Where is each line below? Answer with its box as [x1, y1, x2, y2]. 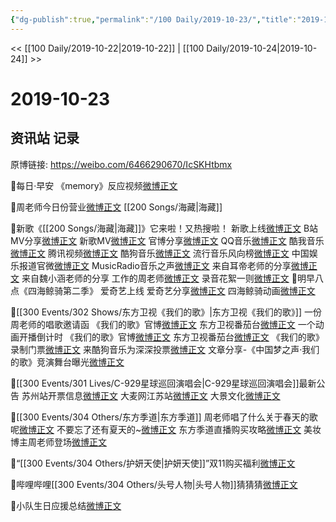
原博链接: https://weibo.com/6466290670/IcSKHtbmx [10, 158, 233, 170]
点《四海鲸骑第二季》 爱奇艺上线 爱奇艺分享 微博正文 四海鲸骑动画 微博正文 [10, 284, 316, 296]
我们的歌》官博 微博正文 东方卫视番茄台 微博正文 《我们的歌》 [73, 331, 325, 343]
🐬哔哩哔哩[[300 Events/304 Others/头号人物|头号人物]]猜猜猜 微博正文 [10, 478, 298, 490]
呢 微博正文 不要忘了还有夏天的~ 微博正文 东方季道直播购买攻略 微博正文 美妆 [10, 423, 322, 435]
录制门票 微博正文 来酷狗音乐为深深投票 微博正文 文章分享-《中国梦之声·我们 [10, 343, 320, 355]
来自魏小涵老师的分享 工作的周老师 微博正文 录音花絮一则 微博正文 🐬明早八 [21, 272, 324, 284]
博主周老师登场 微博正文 [10, 436, 107, 448]
